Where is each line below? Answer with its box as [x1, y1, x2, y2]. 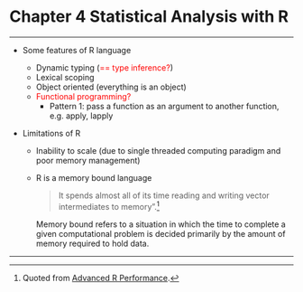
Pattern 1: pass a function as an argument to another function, [49, 100, 280, 111]
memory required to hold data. [35, 238, 150, 249]
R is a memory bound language [35, 172, 152, 183]
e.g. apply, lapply [49, 110, 114, 121]
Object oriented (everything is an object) [35, 81, 187, 92]
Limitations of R [22, 127, 81, 138]
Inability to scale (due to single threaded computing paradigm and [35, 145, 281, 155]
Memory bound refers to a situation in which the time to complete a [35, 219, 286, 230]
